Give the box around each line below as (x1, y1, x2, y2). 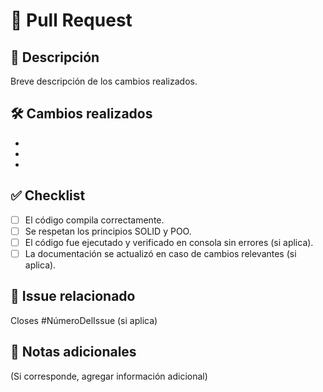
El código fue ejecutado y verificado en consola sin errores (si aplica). (24, 236, 314, 248)
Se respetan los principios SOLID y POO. (24, 225, 192, 237)
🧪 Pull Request (10, 9, 133, 32)
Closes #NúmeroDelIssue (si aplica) (10, 314, 158, 326)
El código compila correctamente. (24, 214, 165, 226)
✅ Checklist (10, 187, 86, 204)
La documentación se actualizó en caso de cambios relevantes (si (24, 247, 297, 259)
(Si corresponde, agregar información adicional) (10, 370, 208, 382)
